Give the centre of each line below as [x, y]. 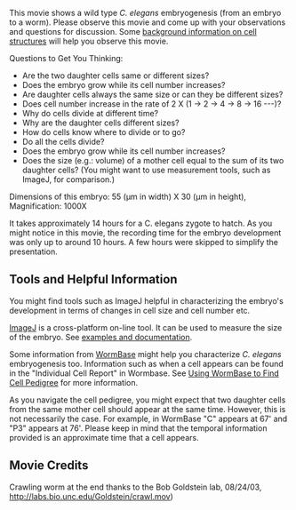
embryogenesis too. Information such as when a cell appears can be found [147, 363]
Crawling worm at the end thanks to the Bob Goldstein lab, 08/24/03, [136, 487]
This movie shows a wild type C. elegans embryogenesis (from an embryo [145, 13]
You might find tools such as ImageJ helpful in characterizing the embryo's [147, 300]
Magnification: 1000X [48, 206]
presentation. [33, 251]
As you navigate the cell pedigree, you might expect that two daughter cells [148, 400]
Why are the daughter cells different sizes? [100, 123]
